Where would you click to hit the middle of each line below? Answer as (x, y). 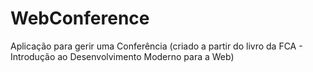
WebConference (80, 18)
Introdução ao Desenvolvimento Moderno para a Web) (122, 56)
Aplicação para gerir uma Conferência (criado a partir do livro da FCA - (156, 46)
